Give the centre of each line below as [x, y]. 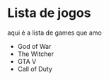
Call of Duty [35, 69]
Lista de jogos [49, 13]
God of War [34, 46]
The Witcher [36, 54]
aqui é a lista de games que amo [54, 33]
